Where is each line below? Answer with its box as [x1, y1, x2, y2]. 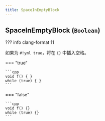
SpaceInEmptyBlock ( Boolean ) [5, 26, 100, 35]
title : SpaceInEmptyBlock [5, 7, 59, 13]
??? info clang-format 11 [5, 39, 54, 45]
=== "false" [5, 92, 30, 98]
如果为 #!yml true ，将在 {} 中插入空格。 [5, 50, 89, 56]
